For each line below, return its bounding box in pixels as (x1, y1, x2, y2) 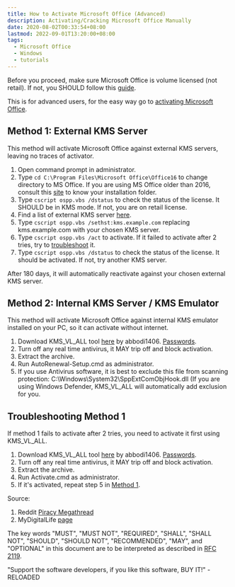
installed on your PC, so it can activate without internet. (7, 324, 168, 332)
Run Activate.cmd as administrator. (17, 473, 120, 481)
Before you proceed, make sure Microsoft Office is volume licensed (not (7, 76, 217, 84)
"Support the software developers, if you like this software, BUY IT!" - (7, 566, 211, 574)
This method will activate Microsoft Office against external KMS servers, (7, 144, 218, 152)
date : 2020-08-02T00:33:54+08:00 (7, 23, 106, 30)
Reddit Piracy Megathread (17, 508, 94, 517)
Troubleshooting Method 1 (7, 410, 126, 422)
